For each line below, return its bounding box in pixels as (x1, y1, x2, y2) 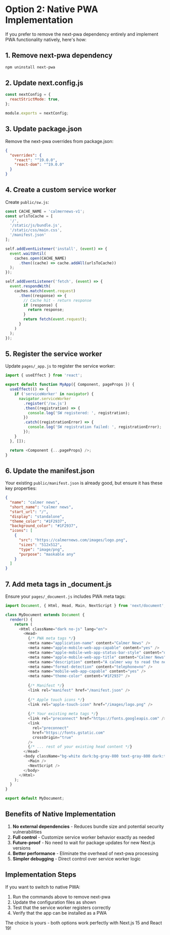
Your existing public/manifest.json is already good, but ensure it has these (5, 480, 163, 486)
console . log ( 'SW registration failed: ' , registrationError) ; (27, 424, 162, 429)
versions (12, 845, 31, 851)
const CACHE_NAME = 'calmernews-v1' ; (5, 209, 85, 214)
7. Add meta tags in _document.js (5, 580, 112, 589)
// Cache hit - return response (23, 298, 92, 303)
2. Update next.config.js (5, 79, 83, 87)
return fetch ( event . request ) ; (23, 317, 87, 322)
